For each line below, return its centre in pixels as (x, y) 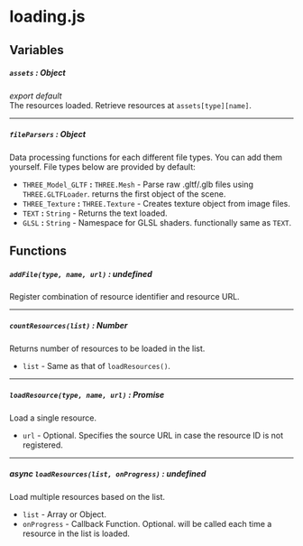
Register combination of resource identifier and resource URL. (125, 296)
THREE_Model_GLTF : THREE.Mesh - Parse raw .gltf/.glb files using (138, 184)
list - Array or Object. (64, 514)
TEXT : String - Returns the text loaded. (95, 213)
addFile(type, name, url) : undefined (81, 273)
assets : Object (37, 73)
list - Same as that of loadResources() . (96, 366)
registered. (42, 445)
